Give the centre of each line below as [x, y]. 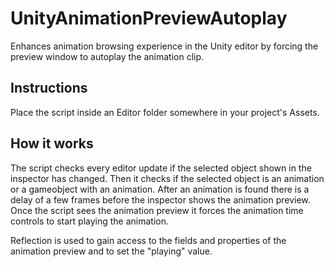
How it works [52, 143]
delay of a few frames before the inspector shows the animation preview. [160, 199]
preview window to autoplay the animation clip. [107, 56]
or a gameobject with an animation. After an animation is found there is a [160, 189]
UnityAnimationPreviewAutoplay [149, 18]
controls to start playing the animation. [90, 221]
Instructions [49, 88]
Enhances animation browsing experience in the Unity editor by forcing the [164, 46]
